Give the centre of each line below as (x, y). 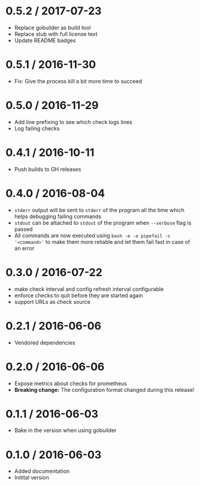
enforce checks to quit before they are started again (78, 295)
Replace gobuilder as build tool (52, 28)
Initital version (31, 478)
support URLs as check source (52, 301)
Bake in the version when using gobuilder (65, 430)
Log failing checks (37, 128)
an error (24, 248)
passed (23, 229)
